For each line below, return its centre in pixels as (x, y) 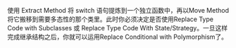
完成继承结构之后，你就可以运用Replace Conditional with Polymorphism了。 (117, 37)
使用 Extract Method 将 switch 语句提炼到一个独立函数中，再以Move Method (118, 10)
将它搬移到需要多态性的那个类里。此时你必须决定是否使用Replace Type (110, 19)
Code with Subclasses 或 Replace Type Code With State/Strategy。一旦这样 (117, 28)
